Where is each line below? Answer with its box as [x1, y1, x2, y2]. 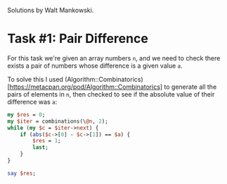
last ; [32, 144, 49, 151]
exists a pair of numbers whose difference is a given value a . [7, 61, 183, 70]
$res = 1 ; [32, 137, 61, 145]
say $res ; [7, 169, 37, 177]
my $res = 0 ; [7, 111, 46, 118]
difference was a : [7, 97, 58, 106]
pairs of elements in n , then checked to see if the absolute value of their [7, 90, 215, 98]
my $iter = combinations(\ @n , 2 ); [7, 118, 109, 125]
